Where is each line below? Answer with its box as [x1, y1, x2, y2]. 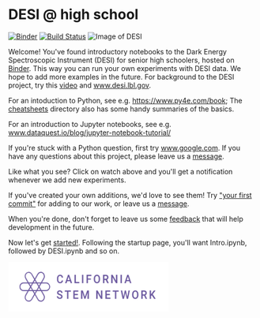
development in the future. [8, 223, 95, 232]
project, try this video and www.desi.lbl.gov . [8, 80, 152, 90]
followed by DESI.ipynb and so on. [8, 246, 120, 256]
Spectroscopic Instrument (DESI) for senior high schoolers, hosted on [8, 55, 235, 65]
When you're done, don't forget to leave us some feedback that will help [8, 214, 243, 223]
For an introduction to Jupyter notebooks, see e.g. [8, 119, 171, 129]
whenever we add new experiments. [8, 175, 126, 185]
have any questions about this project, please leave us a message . [8, 152, 224, 161]
